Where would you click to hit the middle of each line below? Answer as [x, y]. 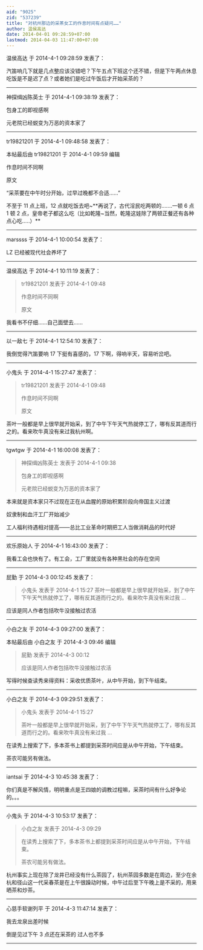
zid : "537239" [24, 18]
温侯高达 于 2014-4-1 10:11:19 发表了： [53, 271]
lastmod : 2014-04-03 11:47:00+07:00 [52, 40]
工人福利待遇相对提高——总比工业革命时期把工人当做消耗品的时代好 [91, 527]
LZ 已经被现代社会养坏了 [37, 252]
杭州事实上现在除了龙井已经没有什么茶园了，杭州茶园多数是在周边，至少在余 [101, 875]
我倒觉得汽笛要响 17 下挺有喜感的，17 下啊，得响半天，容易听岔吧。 [91, 354]
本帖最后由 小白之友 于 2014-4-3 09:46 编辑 [61, 642]
